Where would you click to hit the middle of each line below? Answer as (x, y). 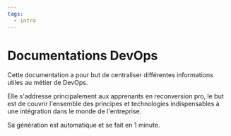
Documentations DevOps (83, 56)
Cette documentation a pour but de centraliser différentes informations (110, 75)
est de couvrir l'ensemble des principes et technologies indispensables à (114, 104)
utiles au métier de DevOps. (48, 83)
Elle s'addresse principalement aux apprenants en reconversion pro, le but (115, 96)
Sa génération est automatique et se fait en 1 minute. (84, 125)
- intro (25, 21)
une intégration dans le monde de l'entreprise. (75, 111)
